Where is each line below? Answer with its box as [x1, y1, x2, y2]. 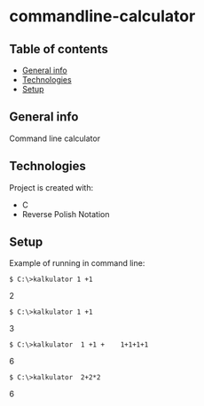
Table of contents [9, 42, 108, 57]
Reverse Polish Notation [21, 208, 110, 219]
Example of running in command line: [9, 258, 145, 269]
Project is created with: [9, 182, 94, 192]
